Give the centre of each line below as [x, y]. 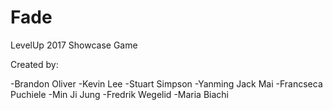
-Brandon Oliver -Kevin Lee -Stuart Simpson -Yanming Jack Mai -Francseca [166, 83]
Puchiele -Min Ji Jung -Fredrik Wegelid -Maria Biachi [120, 94]
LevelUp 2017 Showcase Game [74, 45]
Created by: [34, 64]
